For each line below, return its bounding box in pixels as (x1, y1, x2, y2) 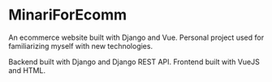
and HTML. (8, 65, 46, 75)
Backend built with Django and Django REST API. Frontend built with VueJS (8, 57, 260, 67)
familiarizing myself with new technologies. (8, 41, 153, 50)
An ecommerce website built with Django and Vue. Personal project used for (8, 32, 265, 42)
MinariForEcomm (8, 6, 127, 24)
